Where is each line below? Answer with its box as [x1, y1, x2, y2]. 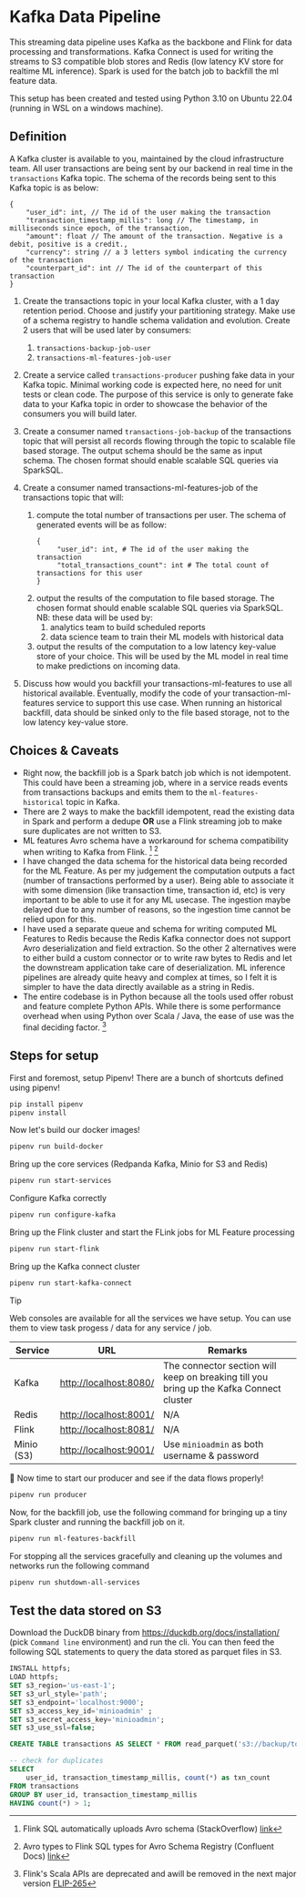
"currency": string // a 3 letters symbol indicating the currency [25, 248, 287, 257]
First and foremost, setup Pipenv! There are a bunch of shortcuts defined [9, 1072, 284, 1083]
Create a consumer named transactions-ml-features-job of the [22, 482, 259, 493]
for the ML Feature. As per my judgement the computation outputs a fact [22, 865, 296, 876]
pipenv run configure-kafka [9, 1210, 117, 1219]
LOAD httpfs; [9, 1673, 59, 1682]
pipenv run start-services [9, 1177, 112, 1186]
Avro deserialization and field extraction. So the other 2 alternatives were [22, 943, 297, 954]
